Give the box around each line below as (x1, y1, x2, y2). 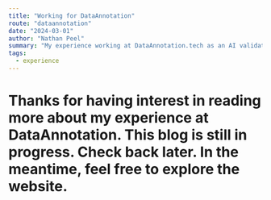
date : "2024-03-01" (8, 27, 74, 35)
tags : (8, 49, 27, 57)
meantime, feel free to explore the (8, 160, 240, 178)
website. (8, 177, 69, 196)
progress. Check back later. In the (8, 143, 240, 161)
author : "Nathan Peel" (8, 34, 85, 43)
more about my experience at (8, 109, 209, 127)
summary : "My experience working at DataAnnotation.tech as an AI (8, 42, 236, 50)
